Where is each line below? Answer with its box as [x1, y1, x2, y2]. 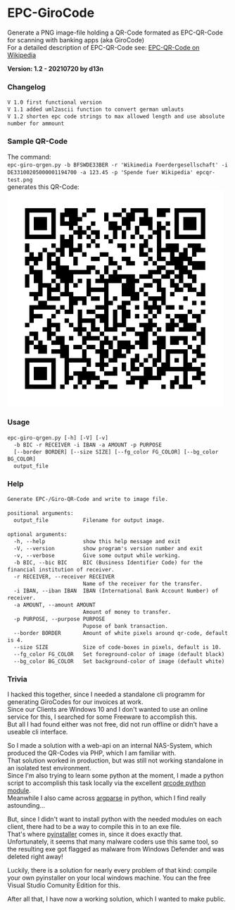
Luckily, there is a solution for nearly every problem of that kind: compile [7, 866, 217, 875]
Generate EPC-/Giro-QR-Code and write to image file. [7, 496, 169, 503]
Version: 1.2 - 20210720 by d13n [7, 64, 104, 73]
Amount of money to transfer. [82, 609, 172, 616]
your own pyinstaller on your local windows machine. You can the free [7, 873, 211, 882]
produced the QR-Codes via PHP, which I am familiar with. [7, 749, 177, 758]
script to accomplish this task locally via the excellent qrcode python [7, 779, 206, 787]
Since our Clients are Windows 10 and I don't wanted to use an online [7, 705, 208, 714]
